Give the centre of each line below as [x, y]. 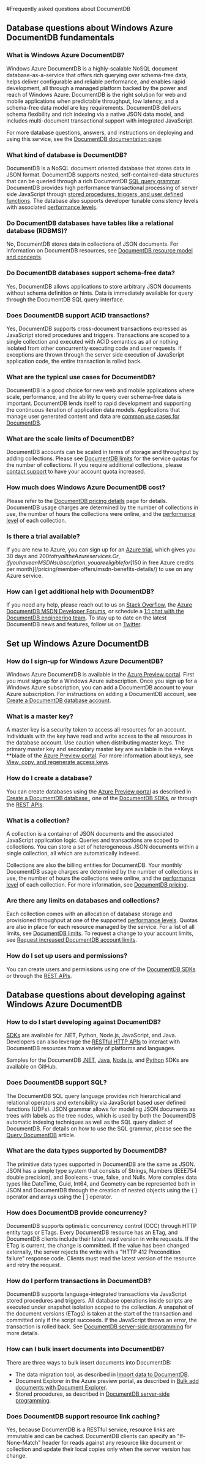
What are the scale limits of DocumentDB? [70, 439]
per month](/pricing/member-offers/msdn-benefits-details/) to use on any [100, 569]
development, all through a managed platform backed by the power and [97, 88]
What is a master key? [40, 716]
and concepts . [24, 257]
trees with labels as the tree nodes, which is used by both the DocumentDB [101, 1115]
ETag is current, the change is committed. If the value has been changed [98, 1246]
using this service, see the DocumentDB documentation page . [85, 139]
